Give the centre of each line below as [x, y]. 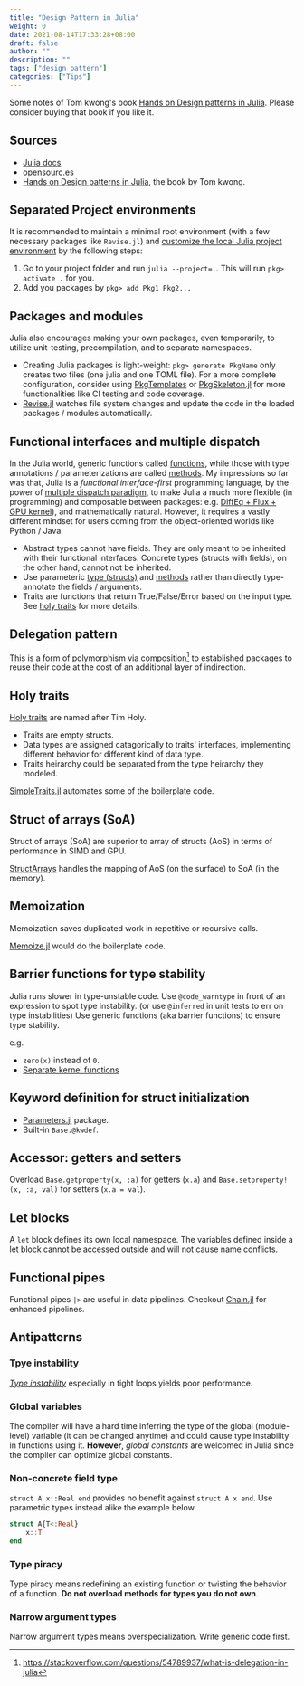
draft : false [34, 43]
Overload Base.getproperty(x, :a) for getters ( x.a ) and [113, 1180]
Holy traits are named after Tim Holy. [78, 718]
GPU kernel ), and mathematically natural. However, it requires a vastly [140, 511]
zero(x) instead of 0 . [61, 1060]
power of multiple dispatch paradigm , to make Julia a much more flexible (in [151, 492]
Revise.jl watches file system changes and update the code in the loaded [158, 404]
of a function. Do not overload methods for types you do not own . [134, 1594]
